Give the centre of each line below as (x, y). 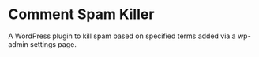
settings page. (53, 44)
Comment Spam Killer (81, 14)
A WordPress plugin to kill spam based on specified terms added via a (122, 36)
